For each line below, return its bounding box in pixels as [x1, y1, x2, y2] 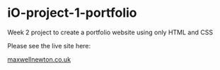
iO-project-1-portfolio [7, 5, 137, 21]
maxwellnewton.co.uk [7, 55, 71, 64]
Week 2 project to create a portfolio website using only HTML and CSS [7, 28, 214, 36]
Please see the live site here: [7, 41, 91, 50]
